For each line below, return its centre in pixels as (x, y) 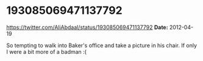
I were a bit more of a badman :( (47, 51)
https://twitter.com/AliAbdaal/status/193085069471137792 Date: (87, 27)
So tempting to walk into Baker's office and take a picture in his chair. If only (101, 45)
